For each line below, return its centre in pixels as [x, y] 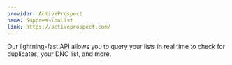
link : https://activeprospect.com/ [59, 27]
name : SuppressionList [40, 20]
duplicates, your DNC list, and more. [59, 54]
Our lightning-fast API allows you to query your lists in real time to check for [116, 47]
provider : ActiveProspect [45, 14]
